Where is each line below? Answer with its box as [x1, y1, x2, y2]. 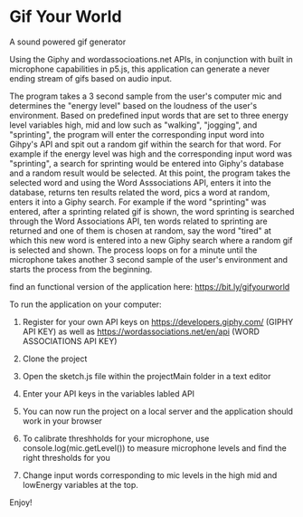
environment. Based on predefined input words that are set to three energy [9, 110, 289, 120]
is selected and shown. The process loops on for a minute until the [9, 244, 258, 255]
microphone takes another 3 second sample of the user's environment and [9, 254, 288, 264]
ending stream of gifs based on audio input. [9, 72, 173, 83]
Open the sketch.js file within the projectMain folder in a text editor [22, 370, 271, 381]
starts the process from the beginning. [9, 263, 153, 274]
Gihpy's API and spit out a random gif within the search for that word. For [9, 139, 282, 149]
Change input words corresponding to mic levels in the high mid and [22, 469, 278, 481]
